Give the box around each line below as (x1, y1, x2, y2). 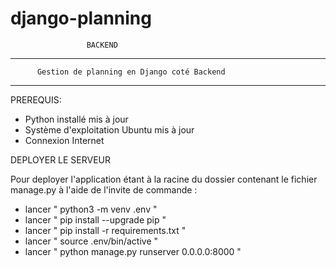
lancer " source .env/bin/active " (24, 235, 159, 247)
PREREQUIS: (10, 93, 62, 106)
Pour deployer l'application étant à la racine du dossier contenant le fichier (10, 173, 318, 185)
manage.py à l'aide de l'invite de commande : (10, 183, 198, 196)
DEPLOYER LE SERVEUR (10, 153, 112, 166)
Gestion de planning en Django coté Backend (36, 67, 226, 77)
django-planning (10, 7, 152, 30)
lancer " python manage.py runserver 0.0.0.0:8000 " (24, 245, 242, 257)
